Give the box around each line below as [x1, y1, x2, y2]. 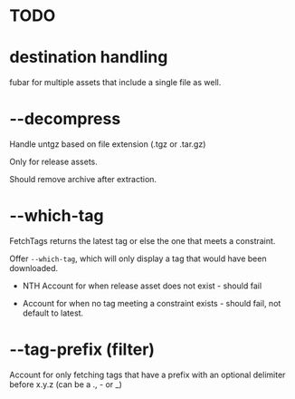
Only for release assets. [9, 156, 98, 168]
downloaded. [9, 263, 59, 273]
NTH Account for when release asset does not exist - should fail [22, 280, 262, 291]
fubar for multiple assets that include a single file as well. [9, 77, 222, 88]
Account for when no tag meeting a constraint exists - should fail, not [22, 298, 281, 308]
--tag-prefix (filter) [9, 339, 156, 360]
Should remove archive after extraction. [9, 174, 157, 185]
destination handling [9, 47, 168, 68]
